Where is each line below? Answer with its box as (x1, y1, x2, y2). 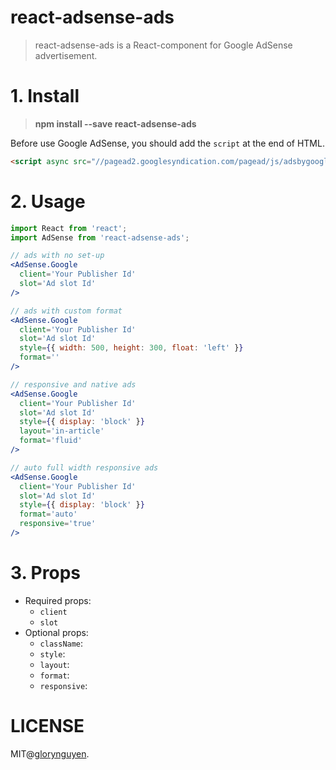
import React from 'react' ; (10, 223, 128, 233)
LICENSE (10, 715, 85, 738)
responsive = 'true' (19, 519, 97, 529)
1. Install (10, 85, 80, 108)
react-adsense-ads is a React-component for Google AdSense (34, 39, 293, 51)
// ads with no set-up (10, 251, 105, 261)
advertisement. (34, 49, 98, 61)
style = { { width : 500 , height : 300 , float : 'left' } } (19, 343, 244, 353)
